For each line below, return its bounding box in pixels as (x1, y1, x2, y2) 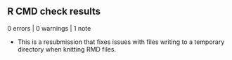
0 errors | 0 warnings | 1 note (7, 24, 91, 32)
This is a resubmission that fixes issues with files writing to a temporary (17, 38, 225, 46)
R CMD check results (7, 6, 101, 17)
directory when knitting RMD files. (17, 45, 117, 53)
